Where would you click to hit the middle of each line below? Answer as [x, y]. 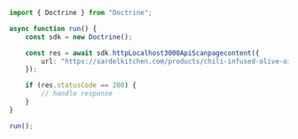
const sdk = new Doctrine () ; [79, 37]
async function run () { [53, 28]
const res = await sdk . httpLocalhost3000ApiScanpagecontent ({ [142, 53]
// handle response [77, 94]
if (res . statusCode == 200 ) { [81, 85]
